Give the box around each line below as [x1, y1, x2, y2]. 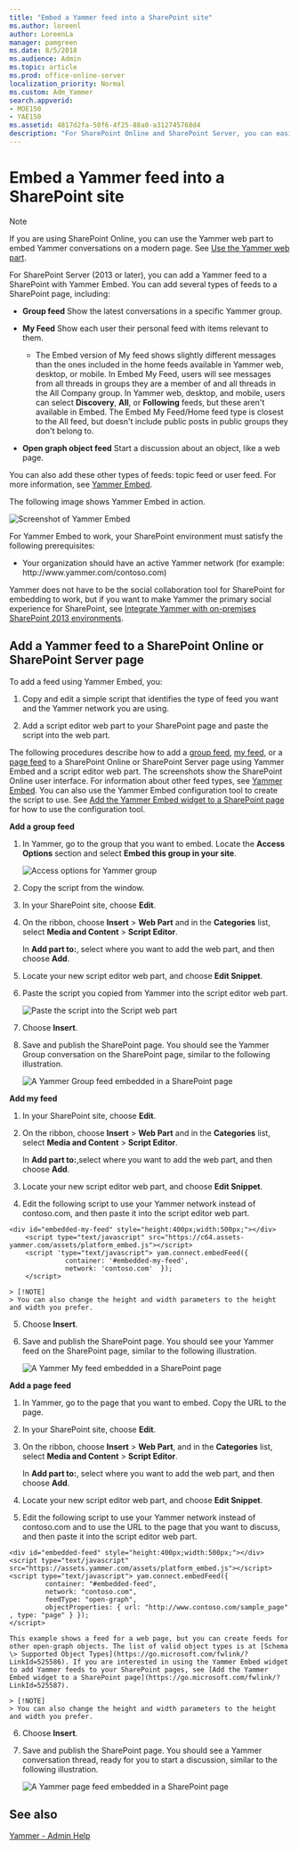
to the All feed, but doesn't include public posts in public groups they [35, 415, 289, 426]
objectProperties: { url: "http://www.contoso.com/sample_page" [44, 1602, 289, 1612]
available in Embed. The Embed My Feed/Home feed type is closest [35, 407, 284, 417]
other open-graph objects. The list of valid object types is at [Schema [9, 1641, 289, 1650]
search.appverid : [9, 95, 74, 105]
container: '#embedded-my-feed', [65, 1256, 190, 1265]
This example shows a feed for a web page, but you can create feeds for [9, 1633, 289, 1643]
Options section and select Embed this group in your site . [21, 848, 238, 859]
